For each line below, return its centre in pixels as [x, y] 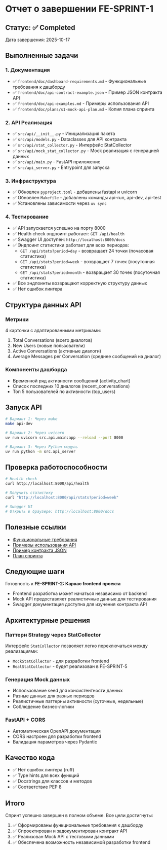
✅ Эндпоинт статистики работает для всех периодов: [71, 245]
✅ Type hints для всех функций [46, 775]
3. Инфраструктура [31, 181]
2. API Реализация [29, 122]
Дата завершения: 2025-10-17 [38, 40]
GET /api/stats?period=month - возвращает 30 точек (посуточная [90, 272]
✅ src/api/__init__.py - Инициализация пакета [64, 133]
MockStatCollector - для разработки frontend [61, 661]
